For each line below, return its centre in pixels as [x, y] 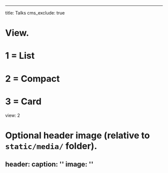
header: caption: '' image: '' [49, 164]
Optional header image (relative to [77, 135]
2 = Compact [32, 79]
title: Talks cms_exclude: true [35, 13]
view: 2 [13, 115]
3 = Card [23, 101]
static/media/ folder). [51, 146]
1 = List [20, 56]
